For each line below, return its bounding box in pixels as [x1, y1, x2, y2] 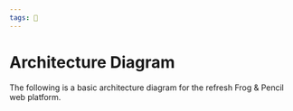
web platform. [9, 91, 61, 102]
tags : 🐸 [9, 13, 39, 23]
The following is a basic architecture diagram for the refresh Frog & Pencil [9, 82, 285, 93]
